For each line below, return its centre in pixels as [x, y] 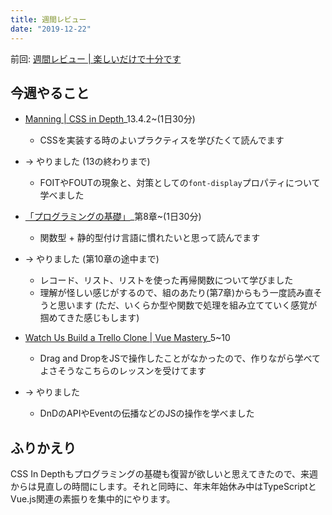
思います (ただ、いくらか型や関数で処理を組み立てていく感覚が [187, 305]
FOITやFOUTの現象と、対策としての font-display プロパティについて [180, 183]
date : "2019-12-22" [51, 29]
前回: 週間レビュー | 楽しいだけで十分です [96, 58]
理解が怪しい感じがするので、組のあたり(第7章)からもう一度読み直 [176, 293]
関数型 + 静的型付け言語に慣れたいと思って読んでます [150, 238]
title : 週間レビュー [48, 19]
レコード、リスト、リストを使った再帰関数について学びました [166, 280]
